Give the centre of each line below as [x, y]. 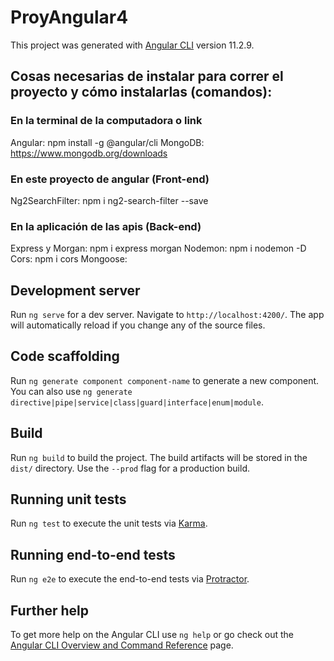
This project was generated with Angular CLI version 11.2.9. [132, 45]
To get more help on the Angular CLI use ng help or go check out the [152, 635]
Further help [50, 610]
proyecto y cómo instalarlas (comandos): [141, 92]
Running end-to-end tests [93, 554]
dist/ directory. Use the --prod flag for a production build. [130, 468]
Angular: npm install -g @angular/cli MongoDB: [107, 142]
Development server [75, 290]
